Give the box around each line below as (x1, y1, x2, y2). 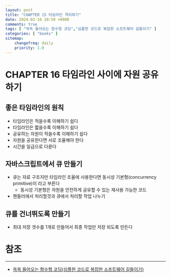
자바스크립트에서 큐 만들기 (5, 160, 82, 169)
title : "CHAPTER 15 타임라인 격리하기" (5, 12, 81, 17)
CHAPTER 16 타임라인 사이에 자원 (5, 69, 140, 80)
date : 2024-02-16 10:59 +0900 (5, 17, 70, 22)
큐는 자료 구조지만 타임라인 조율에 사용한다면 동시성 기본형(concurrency (12, 174, 157, 180)
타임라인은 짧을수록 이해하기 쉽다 (12, 124, 78, 130)
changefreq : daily (14, 41, 53, 46)
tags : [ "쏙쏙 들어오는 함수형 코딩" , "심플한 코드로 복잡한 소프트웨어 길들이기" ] (5, 26, 157, 32)
